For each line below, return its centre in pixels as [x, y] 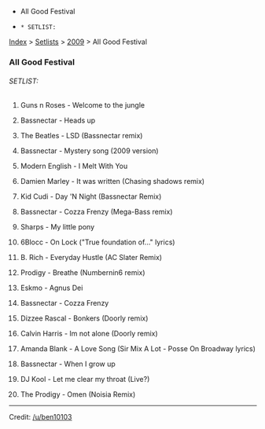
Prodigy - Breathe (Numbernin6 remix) [83, 273]
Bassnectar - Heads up [58, 120]
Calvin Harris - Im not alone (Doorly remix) [89, 334]
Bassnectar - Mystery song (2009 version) [90, 151]
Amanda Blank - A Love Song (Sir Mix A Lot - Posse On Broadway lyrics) [138, 349]
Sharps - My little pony [57, 227]
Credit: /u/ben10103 [41, 417]
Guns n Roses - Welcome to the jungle [82, 105]
